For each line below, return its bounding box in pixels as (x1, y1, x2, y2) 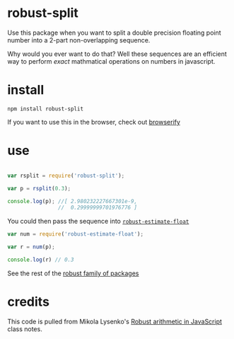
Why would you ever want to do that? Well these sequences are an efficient (7, 50, 228, 58)
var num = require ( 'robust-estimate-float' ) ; (7, 231, 144, 238)
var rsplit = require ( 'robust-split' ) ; (7, 172, 125, 179)
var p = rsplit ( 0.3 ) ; (7, 185, 71, 192)
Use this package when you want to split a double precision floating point (7, 28, 221, 37)
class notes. (7, 324, 42, 333)
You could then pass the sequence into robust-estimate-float (7, 217, 189, 226)
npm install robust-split (7, 105, 83, 113)
